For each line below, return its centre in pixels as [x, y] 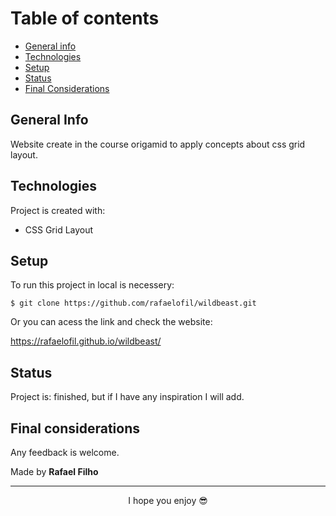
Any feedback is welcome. [65, 452]
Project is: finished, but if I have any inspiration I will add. [127, 397]
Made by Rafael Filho [54, 471]
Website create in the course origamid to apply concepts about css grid [158, 144]
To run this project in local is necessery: [92, 285]
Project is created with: [58, 210]
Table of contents [85, 18]
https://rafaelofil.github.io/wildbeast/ [86, 341]
